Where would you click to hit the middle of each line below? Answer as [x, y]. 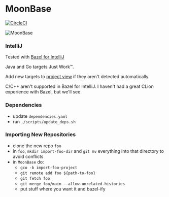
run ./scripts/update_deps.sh [44, 121]
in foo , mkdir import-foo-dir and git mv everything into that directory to [88, 151]
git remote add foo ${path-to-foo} [58, 173]
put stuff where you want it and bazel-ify [63, 189]
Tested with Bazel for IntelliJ [35, 57]
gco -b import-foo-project [49, 168]
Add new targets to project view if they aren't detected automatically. [77, 77]
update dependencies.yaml [40, 116]
